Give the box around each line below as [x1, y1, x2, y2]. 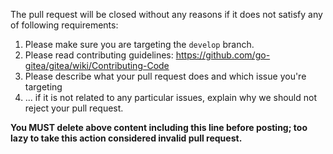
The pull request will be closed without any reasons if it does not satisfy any [10, 9, 323, 20]
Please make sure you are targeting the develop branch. [24, 39, 255, 50]
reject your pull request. [24, 102, 124, 114]
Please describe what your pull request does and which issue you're [24, 70, 307, 82]
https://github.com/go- [175, 49, 271, 61]
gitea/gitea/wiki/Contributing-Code [24, 60, 170, 71]
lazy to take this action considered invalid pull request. [10, 132, 243, 144]
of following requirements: [10, 19, 119, 31]
